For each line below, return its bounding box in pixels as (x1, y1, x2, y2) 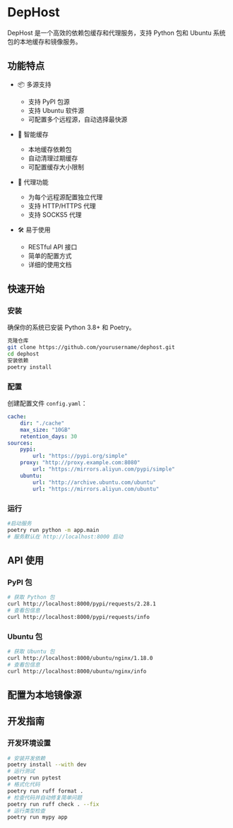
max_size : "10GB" (20, 426, 71, 433)
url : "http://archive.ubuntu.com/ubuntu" (32, 478, 157, 486)
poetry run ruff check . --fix (7, 800, 100, 808)
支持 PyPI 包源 (28, 97, 71, 106)
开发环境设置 (7, 738, 52, 748)
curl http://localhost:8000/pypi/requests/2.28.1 (7, 601, 157, 608)
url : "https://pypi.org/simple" (32, 453, 129, 460)
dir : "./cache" (20, 420, 65, 427)
